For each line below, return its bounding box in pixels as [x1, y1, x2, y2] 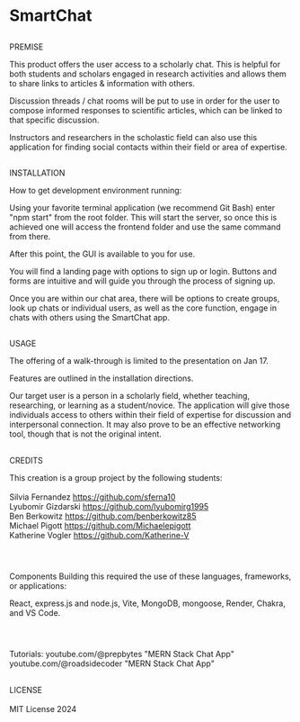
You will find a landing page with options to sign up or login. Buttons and [9, 266, 277, 276]
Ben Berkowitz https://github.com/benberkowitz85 [9, 510, 197, 521]
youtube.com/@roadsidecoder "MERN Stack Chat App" [9, 658, 216, 669]
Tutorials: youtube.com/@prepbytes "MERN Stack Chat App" [9, 649, 235, 660]
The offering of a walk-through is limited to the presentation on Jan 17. [9, 356, 269, 366]
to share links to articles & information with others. [9, 77, 196, 88]
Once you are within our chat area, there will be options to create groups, [9, 293, 280, 303]
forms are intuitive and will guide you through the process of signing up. [9, 275, 276, 286]
